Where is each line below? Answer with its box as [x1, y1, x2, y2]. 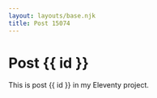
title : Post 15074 [8, 19, 70, 27]
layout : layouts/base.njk [8, 11, 95, 20]
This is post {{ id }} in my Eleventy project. [8, 80, 150, 90]
